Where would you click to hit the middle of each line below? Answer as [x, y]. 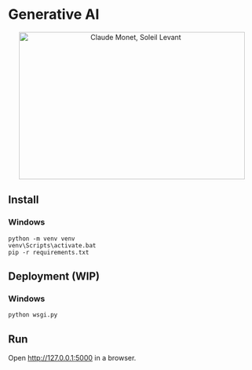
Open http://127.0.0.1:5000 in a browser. [72, 358]
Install [24, 200]
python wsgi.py [33, 315]
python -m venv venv [42, 238]
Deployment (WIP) [54, 277]
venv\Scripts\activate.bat [52, 245]
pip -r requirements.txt [49, 252]
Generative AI [54, 15]
